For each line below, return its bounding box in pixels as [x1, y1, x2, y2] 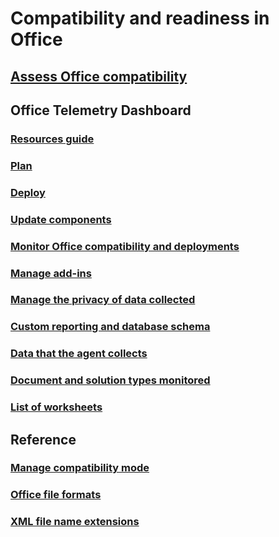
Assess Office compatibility [10, 68, 188, 85]
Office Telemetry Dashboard [10, 102, 192, 119]
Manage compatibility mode [10, 461, 150, 475]
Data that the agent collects [10, 347, 148, 361]
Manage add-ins [10, 266, 92, 280]
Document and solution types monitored [10, 373, 211, 387]
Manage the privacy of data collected [10, 293, 196, 307]
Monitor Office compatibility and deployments [10, 239, 240, 253]
